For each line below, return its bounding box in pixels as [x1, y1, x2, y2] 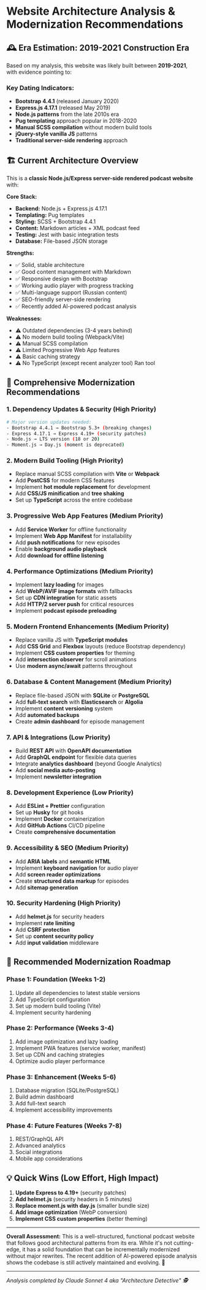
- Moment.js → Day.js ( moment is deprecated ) [6, 442, 124, 448]
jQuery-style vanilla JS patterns [15, 130, 98, 137]
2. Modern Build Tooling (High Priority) [6, 456, 124, 465]
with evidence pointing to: [6, 69, 72, 75]
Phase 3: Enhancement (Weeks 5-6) [6, 1072, 116, 1081]
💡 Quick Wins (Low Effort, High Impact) [6, 1173, 159, 1183]
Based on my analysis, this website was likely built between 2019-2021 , [6, 62, 188, 69]
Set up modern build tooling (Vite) [15, 1002, 101, 1010]
